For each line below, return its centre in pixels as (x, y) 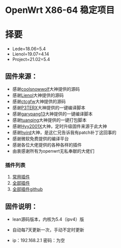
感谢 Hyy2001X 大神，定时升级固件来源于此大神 (60, 126)
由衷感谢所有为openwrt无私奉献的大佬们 (53, 151)
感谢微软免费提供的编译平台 (40, 138)
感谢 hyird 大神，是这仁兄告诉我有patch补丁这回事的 (64, 132)
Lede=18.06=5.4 (29, 49)
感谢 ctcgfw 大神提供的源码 (39, 101)
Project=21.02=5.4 (31, 60)
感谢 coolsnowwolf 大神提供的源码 (46, 89)
